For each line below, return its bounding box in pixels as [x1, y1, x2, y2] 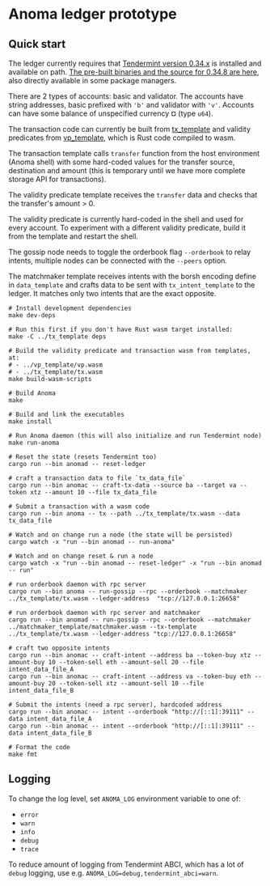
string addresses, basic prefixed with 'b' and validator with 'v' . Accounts [8, 100, 255, 109]
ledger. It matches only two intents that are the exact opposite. [8, 289, 217, 298]
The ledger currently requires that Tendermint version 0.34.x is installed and [8, 58, 262, 68]
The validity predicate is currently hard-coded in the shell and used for [8, 214, 244, 223]
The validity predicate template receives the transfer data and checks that [8, 190, 258, 199]
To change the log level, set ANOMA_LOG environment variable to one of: [8, 794, 241, 803]
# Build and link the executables [8, 410, 125, 418]
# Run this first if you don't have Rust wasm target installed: [8, 325, 233, 333]
